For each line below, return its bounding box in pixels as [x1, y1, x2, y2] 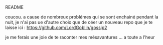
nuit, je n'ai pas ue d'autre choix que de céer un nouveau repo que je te [5, 19, 153, 25]
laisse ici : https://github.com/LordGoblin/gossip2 [5, 24, 107, 30]
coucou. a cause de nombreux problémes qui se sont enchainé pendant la [5, 14, 159, 19]
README [5, 4, 24, 10]
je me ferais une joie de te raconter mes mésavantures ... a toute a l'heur [5, 34, 155, 40]
